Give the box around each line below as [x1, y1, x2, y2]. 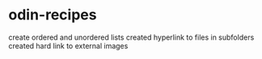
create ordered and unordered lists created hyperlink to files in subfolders [8, 32, 255, 42]
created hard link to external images [8, 40, 129, 50]
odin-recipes [8, 6, 97, 24]
